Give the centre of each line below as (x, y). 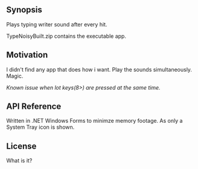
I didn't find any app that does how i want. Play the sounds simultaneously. (99, 69)
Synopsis (24, 10)
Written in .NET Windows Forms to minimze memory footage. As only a (94, 121)
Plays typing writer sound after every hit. (57, 24)
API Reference (34, 107)
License (21, 146)
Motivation (27, 55)
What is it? (19, 161)
